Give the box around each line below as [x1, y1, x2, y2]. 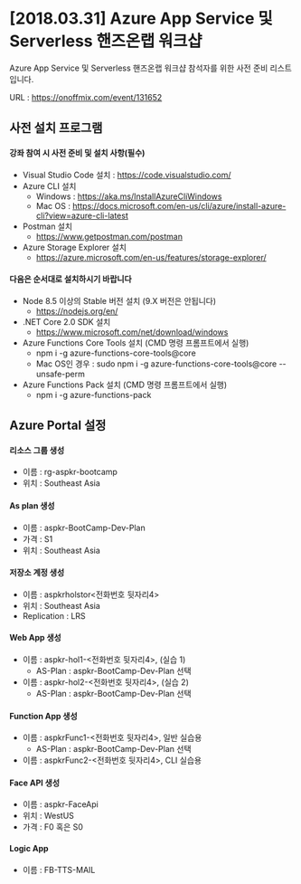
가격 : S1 [22, 533, 53, 544]
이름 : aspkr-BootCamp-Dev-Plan [22, 522, 146, 533]
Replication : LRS [22, 610, 86, 621]
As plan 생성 [9, 499, 55, 511]
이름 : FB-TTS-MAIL [22, 864, 96, 875]
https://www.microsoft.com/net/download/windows [35, 327, 229, 337]
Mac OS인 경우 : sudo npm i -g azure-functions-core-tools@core [35, 358, 277, 369]
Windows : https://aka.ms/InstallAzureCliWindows [35, 191, 222, 202]
